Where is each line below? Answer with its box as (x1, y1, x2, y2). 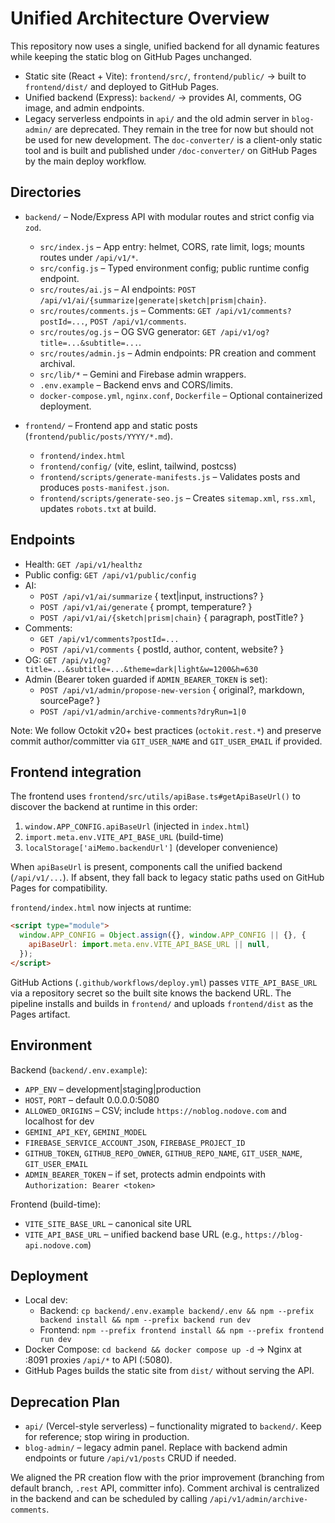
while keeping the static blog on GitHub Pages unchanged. (10, 50, 253, 62)
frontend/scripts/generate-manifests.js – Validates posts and (39, 470, 301, 482)
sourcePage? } (39, 694, 101, 706)
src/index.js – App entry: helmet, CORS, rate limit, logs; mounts (39, 240, 305, 252)
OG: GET (24, 653, 58, 666)
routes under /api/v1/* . (39, 251, 139, 263)
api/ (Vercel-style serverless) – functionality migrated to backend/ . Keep (24, 1420, 322, 1432)
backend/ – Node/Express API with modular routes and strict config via (24, 210, 315, 222)
